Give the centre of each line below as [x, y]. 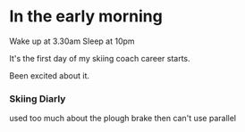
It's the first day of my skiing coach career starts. [100, 58]
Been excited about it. [50, 75]
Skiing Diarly [38, 98]
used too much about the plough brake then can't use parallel [123, 119]
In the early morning [86, 16]
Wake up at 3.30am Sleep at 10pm [72, 41]
